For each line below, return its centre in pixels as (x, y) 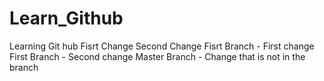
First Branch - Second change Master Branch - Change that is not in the (157, 56)
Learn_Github (66, 18)
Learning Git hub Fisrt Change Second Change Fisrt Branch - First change (162, 46)
